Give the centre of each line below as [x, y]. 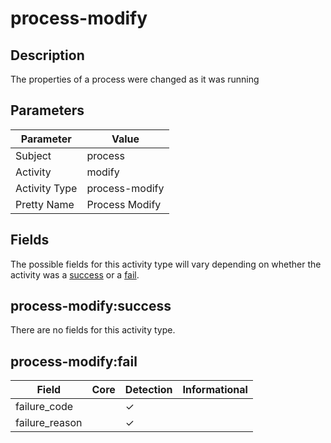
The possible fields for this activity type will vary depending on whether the [166, 264]
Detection [148, 390]
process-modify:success [91, 306]
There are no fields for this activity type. [93, 330]
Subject [33, 155]
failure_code [44, 407]
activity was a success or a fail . [75, 274]
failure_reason [49, 423]
